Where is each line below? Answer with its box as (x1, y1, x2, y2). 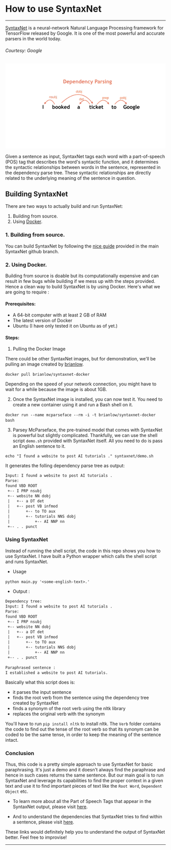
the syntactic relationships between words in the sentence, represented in (5, 164, 161, 170)
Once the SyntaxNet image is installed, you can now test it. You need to (12, 396, 163, 402)
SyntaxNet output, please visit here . (12, 804, 88, 810)
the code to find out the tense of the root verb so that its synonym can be (5, 726, 159, 732)
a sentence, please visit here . (12, 819, 75, 825)
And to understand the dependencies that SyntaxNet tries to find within (12, 813, 162, 819)
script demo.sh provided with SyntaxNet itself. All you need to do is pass (12, 438, 163, 444)
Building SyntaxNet (5, 189, 68, 198)
